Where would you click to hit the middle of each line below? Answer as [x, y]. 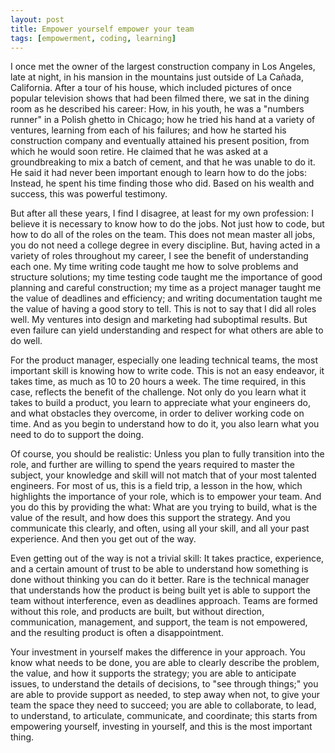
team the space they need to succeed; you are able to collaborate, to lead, [163, 705]
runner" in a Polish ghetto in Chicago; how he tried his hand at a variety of [163, 120]
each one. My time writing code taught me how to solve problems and [154, 267]
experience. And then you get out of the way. [103, 539]
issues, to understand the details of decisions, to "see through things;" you [164, 684]
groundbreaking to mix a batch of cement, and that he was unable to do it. [163, 162]
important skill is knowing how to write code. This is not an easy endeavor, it [167, 371]
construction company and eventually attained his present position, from [160, 141]
